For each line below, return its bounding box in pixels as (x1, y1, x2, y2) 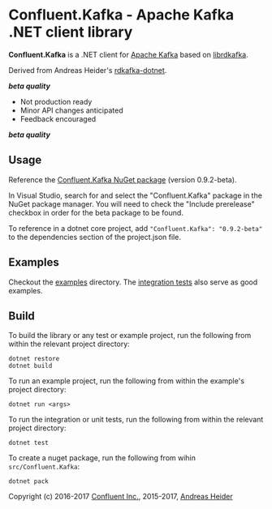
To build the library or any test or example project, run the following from (8, 331, 252, 340)
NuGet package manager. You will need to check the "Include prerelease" (8, 199, 255, 208)
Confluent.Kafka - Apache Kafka (8, 6, 234, 24)
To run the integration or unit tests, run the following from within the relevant (8, 415, 264, 425)
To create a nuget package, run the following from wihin (8, 453, 196, 463)
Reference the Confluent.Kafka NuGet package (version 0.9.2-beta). (8, 174, 237, 184)
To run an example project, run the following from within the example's (8, 376, 245, 386)
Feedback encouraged (19, 113, 97, 123)
